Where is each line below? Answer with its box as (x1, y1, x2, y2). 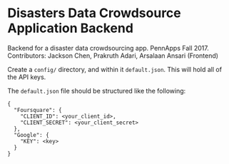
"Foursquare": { (14, 106, 62, 113)
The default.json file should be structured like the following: (7, 86, 186, 95)
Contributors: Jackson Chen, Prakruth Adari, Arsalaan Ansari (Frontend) (7, 51, 219, 60)
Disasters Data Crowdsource (7, 5, 182, 21)
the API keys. (7, 73, 46, 81)
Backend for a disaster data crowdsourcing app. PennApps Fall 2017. (7, 43, 209, 52)
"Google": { (14, 131, 50, 138)
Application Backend (7, 20, 134, 36)
